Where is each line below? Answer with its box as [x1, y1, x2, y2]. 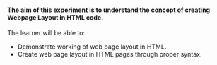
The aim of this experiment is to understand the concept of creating [7, 6, 211, 14]
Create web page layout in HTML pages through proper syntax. [17, 50, 202, 59]
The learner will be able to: [7, 29, 86, 37]
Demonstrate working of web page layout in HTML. [17, 42, 167, 51]
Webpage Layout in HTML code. [7, 13, 104, 21]
